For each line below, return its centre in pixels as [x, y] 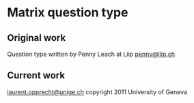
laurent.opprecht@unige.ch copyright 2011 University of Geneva [97, 92]
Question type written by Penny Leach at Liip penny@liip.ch [91, 54]
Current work [36, 75]
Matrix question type [68, 13]
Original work [37, 38]
